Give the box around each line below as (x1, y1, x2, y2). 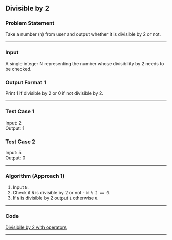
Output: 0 (5, 155, 26, 161)
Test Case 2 (5, 138, 36, 145)
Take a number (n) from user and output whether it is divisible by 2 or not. (5, 31, 161, 37)
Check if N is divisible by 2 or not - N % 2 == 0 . (12, 190, 111, 196)
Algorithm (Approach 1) (5, 172, 65, 179)
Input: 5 (5, 149, 21, 155)
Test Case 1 (5, 108, 34, 115)
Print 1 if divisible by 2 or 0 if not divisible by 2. (5, 90, 104, 96)
